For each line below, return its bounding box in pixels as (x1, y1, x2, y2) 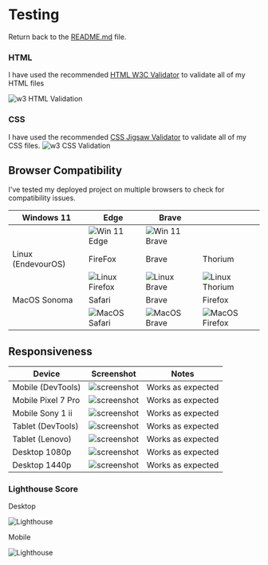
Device (33, 369, 61, 380)
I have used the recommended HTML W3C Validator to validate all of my (8, 70, 246, 80)
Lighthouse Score (8, 484, 78, 495)
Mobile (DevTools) (12, 381, 81, 393)
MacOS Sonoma (12, 294, 73, 306)
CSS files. (8, 140, 41, 150)
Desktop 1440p (12, 460, 72, 471)
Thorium (202, 254, 235, 265)
